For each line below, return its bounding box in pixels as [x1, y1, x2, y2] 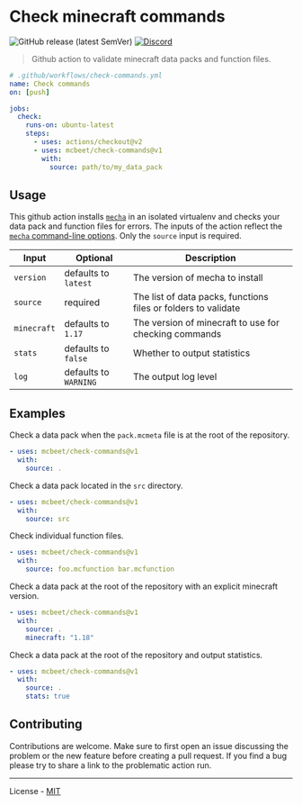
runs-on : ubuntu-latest [25, 121, 115, 130]
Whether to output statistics [133, 347, 251, 359]
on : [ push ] [9, 87, 50, 96]
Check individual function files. [9, 530, 124, 541]
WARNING [64, 377, 97, 388]
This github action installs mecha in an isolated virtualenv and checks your [9, 212, 280, 222]
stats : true [25, 692, 70, 701]
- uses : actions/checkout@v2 [32, 138, 143, 147]
